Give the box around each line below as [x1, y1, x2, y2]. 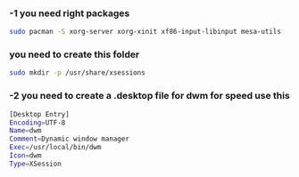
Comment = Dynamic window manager [9, 134, 129, 144]
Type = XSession [9, 159, 62, 168]
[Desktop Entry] [9, 109, 70, 118]
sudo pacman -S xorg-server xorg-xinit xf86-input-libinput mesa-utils [9, 28, 281, 36]
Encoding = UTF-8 [9, 118, 66, 127]
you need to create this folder [9, 48, 140, 60]
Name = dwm [9, 126, 42, 135]
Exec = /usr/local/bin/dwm [9, 143, 102, 152]
